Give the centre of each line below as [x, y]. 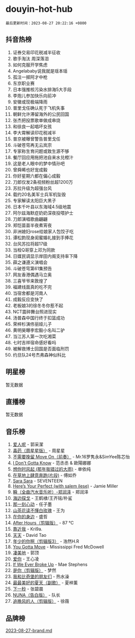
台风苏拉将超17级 [30, 243]
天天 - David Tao [29, 535]
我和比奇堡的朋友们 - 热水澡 [41, 577]
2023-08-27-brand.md [29, 630]
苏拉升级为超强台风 [32, 188]
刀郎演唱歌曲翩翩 [30, 219]
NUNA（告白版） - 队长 [36, 595]
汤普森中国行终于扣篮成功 [39, 318]
